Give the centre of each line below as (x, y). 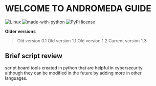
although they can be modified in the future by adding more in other (73, 73)
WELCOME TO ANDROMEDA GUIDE (78, 9)
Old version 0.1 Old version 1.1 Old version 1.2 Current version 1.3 (82, 41)
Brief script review (34, 56)
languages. (16, 78)
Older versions (20, 31)
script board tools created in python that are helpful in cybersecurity (74, 68)
